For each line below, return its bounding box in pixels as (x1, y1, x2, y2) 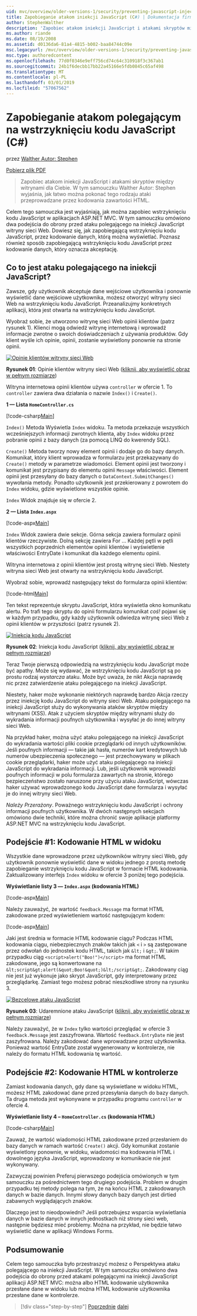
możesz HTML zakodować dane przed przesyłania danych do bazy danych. (6, 1089, 189, 1096)
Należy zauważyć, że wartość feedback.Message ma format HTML (6, 906, 164, 913)
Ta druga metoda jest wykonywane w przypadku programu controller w (6, 1096, 182, 1103)
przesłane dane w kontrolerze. (6, 1292, 80, 1299)
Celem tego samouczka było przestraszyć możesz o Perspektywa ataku (6, 1261, 181, 1268)
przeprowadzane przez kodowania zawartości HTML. (20, 197, 150, 204)
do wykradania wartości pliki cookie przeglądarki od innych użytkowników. (6, 740, 186, 747)
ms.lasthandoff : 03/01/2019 (6, 80, 75, 86)
